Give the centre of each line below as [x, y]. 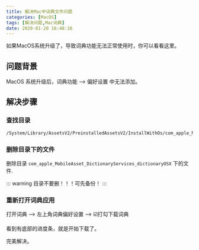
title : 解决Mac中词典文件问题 [39, 12]
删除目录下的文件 [31, 149]
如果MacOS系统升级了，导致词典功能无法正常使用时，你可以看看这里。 [93, 46]
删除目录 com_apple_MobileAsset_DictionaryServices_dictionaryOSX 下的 [95, 163]
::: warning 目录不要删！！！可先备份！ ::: [57, 183]
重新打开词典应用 [31, 200]
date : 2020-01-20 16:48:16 [39, 28]
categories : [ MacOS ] [32, 17]
